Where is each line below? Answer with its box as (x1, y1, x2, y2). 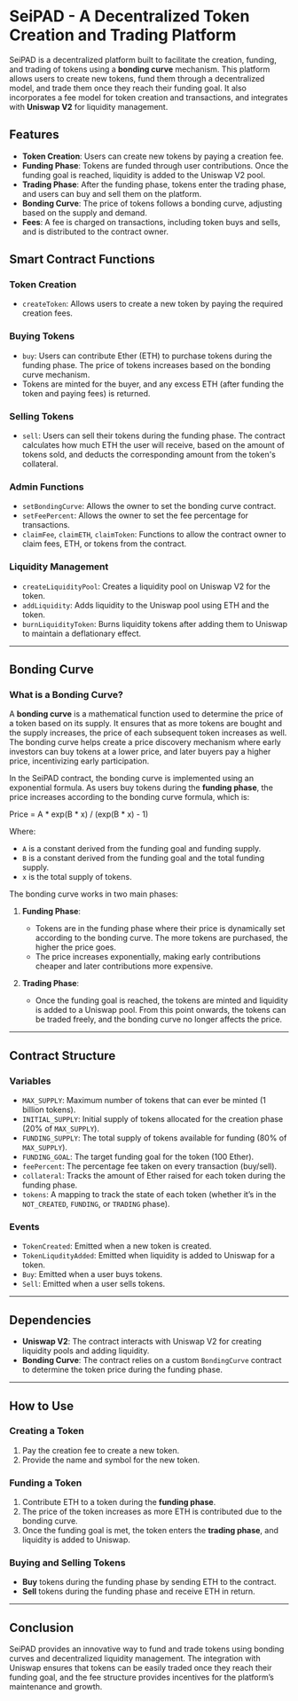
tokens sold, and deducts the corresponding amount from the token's (21, 450, 277, 460)
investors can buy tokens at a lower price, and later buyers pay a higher (9, 747, 271, 757)
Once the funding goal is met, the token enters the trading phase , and (21, 1525, 279, 1536)
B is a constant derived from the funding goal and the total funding (21, 853, 264, 864)
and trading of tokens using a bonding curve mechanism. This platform (9, 64, 271, 74)
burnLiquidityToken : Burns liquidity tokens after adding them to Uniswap (21, 618, 288, 629)
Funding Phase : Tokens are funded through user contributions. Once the (21, 160, 289, 170)
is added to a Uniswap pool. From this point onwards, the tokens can (35, 1005, 286, 1015)
